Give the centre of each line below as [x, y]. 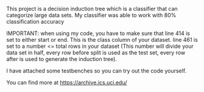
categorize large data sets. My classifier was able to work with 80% [91, 15]
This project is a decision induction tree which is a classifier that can [92, 9]
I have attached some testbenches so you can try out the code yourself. [97, 71]
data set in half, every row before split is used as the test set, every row [96, 53]
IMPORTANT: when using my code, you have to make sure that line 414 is [98, 33]
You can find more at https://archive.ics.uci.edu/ [67, 82]
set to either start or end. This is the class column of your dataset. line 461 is [102, 40]
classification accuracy [35, 21]
